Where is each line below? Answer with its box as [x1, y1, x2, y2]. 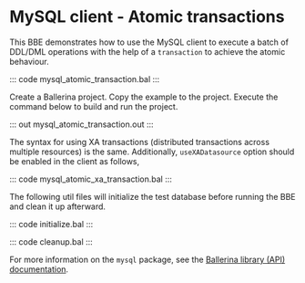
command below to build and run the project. [9, 100, 178, 111]
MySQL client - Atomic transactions [9, 6, 285, 27]
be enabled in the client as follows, [9, 155, 140, 166]
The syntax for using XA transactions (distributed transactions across [9, 136, 270, 147]
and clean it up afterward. [9, 201, 107, 212]
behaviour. [9, 56, 50, 67]
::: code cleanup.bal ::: [9, 236, 93, 247]
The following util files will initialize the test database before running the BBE [9, 191, 296, 202]
